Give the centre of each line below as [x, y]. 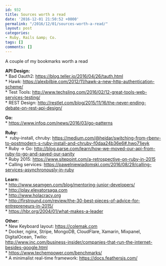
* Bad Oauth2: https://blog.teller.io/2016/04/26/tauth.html [64, 76]
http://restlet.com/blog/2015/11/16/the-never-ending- [92, 102]
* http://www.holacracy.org [33, 195]
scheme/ [14, 87]
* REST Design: [21, 102]
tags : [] [14, 42]
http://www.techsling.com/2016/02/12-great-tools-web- [89, 92]
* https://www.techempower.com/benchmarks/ [54, 253]
